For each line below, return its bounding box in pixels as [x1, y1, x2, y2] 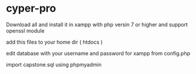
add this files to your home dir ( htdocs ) [6, 38, 103, 45]
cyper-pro [6, 2, 57, 15]
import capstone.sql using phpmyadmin [6, 61, 102, 68]
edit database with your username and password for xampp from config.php [6, 50, 191, 57]
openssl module [6, 27, 45, 34]
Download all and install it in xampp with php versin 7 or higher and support [6, 21, 188, 28]
